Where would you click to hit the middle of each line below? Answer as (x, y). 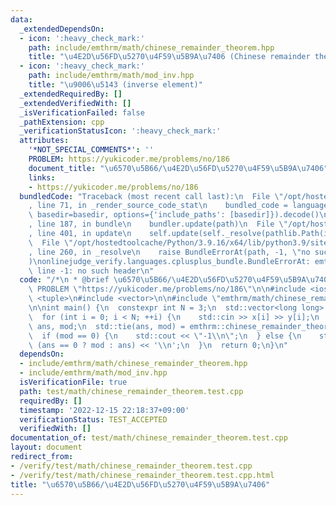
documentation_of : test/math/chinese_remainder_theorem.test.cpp (149, 438)
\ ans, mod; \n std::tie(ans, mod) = (107, 326)
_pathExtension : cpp (62, 122)
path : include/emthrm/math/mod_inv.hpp (111, 76)
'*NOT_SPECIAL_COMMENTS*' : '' (91, 150)
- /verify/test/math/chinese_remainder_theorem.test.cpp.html (142, 475)
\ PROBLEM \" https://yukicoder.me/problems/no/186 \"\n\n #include (167, 289)
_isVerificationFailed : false (82, 112)
